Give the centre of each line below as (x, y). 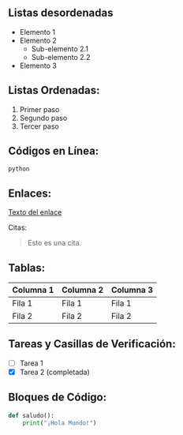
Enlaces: (30, 193)
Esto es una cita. (54, 243)
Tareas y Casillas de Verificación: (92, 344)
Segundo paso (43, 118)
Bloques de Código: (58, 397)
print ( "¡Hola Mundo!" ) (60, 423)
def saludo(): (32, 415)
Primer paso (39, 109)
